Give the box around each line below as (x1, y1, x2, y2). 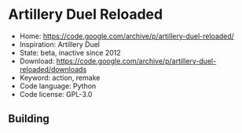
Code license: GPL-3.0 (19, 89, 93, 99)
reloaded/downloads (19, 64, 87, 74)
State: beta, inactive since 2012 (19, 48, 122, 57)
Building (8, 112, 49, 126)
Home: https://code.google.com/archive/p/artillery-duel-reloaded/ (19, 31, 234, 41)
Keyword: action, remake (19, 73, 101, 82)
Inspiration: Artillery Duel (19, 39, 101, 49)
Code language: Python (19, 81, 97, 91)
